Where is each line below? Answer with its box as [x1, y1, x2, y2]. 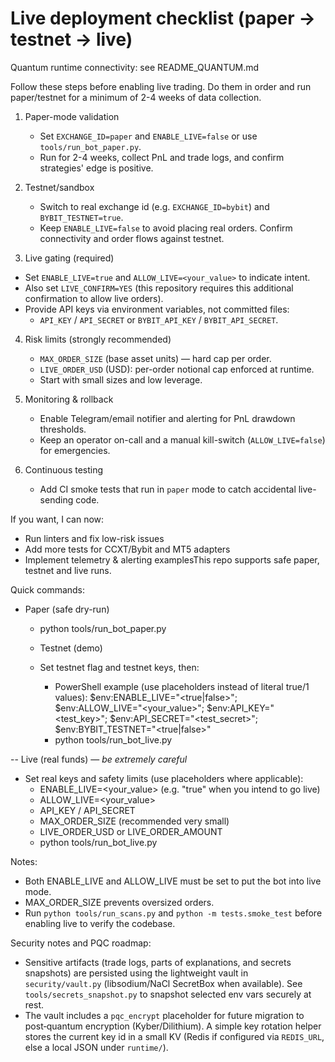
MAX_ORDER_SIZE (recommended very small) [39, 815, 230, 827]
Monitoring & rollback [24, 393, 114, 405]
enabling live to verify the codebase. [24, 917, 176, 929]
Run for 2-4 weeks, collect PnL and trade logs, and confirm [39, 151, 285, 163]
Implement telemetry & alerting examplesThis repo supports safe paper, [24, 553, 320, 566]
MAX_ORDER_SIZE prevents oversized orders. [24, 896, 215, 908]
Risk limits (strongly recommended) [24, 333, 172, 345]
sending [39, 493, 74, 506]
